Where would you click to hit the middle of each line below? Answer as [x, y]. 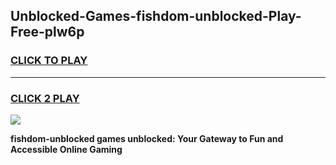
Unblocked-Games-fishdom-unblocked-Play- [156, 16]
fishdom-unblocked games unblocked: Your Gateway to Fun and [147, 138]
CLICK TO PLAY [49, 61]
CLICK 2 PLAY [45, 98]
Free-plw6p [47, 32]
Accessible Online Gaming [66, 149]
